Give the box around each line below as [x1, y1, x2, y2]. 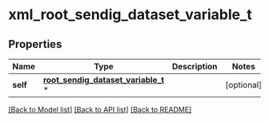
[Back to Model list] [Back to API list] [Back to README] [8, 105, 192, 114]
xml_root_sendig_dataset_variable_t [8, 6, 252, 24]
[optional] [225, 80, 263, 90]
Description [171, 61, 218, 72]
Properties [8, 37, 62, 51]
